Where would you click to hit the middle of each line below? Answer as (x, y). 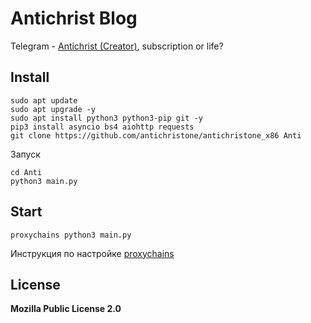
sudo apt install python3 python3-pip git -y (106, 118)
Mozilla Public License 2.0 (66, 309)
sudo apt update (44, 100)
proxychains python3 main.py (71, 235)
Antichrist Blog (74, 18)
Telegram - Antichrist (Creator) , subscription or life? (117, 46)
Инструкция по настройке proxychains (92, 253)
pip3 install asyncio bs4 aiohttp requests (102, 127)
